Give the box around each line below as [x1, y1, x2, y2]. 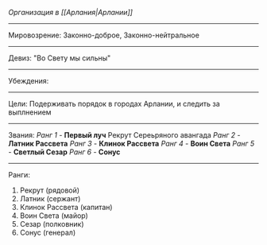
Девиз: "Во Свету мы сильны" [8, 53, 111, 63]
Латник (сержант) [19, 194, 81, 203]
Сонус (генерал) [19, 227, 76, 237]
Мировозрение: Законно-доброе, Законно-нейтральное [8, 30, 200, 40]
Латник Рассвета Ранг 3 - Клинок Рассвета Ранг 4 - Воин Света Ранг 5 [8, 139, 255, 148]
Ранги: [8, 170, 30, 179]
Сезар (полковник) [19, 220, 85, 228]
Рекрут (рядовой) [19, 185, 80, 195]
